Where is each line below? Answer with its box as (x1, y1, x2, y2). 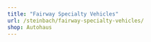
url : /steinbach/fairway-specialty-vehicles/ (7, 17, 144, 24)
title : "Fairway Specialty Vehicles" (7, 10, 119, 18)
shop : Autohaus (7, 23, 52, 31)
